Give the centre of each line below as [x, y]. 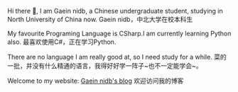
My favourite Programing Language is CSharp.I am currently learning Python [119, 33]
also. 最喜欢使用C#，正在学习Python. [62, 42]
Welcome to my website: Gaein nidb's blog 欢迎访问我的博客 [96, 81]
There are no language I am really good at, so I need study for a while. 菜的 [117, 57]
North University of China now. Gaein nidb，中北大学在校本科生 [100, 19]
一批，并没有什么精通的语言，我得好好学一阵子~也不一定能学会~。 [105, 66]
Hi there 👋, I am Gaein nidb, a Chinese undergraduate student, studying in [115, 11]
